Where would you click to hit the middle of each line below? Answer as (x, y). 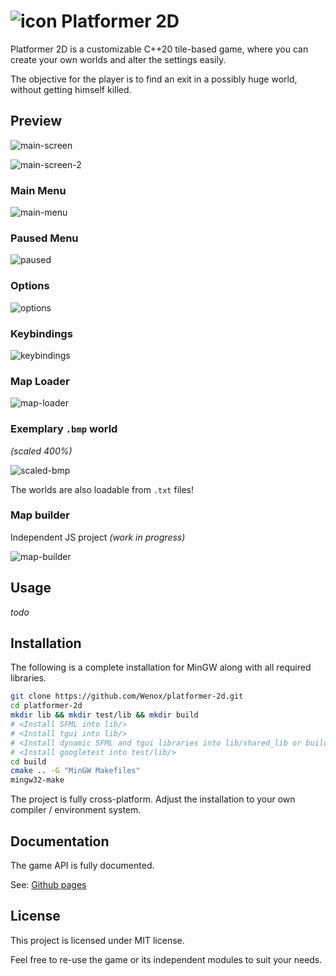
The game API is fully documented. (82, 866)
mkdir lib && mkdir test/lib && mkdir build (104, 715)
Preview (36, 121)
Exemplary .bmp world (64, 429)
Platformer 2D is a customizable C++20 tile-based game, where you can (159, 49)
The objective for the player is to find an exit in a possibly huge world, (154, 79)
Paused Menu (44, 238)
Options (30, 286)
